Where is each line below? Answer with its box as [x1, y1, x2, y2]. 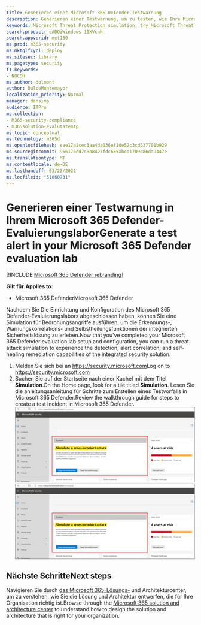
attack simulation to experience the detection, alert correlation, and [6, 345, 172, 352]
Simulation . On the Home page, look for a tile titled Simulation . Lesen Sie [14, 381, 195, 389]
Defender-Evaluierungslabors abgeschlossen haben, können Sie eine [6, 312, 177, 320]
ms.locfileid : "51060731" [6, 174, 71, 180]
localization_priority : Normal [6, 92, 84, 98]
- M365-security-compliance [6, 117, 77, 123]
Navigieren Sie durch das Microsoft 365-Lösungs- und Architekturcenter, [6, 587, 187, 594]
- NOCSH [6, 73, 26, 79]
